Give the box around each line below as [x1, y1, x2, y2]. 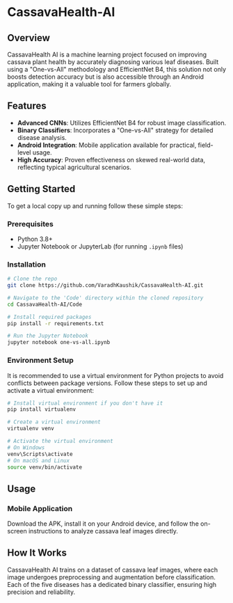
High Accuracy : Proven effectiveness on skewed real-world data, [17, 155, 206, 164]
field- [198, 141, 214, 149]
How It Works [7, 547, 67, 559]
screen [7, 527, 28, 535]
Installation [7, 259, 47, 269]
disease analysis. [17, 133, 67, 141]
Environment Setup [7, 356, 74, 366]
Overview [7, 32, 51, 44]
